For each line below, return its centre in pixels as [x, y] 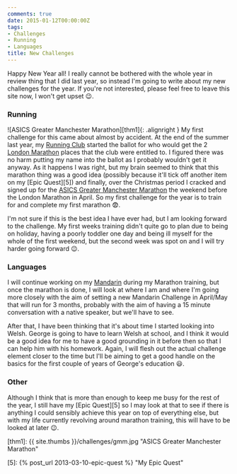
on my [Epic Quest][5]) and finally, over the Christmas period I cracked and [117, 183]
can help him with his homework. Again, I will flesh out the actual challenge [117, 349]
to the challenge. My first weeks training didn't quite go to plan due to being [118, 226]
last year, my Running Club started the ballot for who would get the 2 [108, 145]
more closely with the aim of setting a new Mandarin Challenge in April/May [117, 297]
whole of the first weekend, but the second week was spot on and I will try [116, 241]
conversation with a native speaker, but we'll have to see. [91, 313]
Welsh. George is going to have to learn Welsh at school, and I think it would [118, 334]
